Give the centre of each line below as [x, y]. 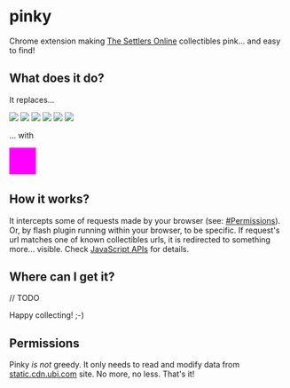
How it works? [50, 199]
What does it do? [57, 79]
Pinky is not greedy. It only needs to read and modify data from [125, 365]
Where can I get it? [62, 277]
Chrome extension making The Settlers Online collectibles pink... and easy [145, 41]
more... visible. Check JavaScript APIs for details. [99, 249]
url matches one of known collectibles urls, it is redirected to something [140, 239]
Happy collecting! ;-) [47, 315]
